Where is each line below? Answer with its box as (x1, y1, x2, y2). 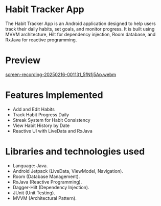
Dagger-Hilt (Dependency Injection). (12, 184, 89, 190)
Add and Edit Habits (12, 106, 55, 112)
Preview (5, 55, 41, 66)
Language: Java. (12, 162, 48, 169)
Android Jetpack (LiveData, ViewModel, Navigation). (12, 168, 124, 174)
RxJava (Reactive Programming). (12, 178, 82, 185)
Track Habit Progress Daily (12, 111, 70, 118)
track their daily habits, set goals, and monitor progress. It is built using (5, 25, 155, 32)
